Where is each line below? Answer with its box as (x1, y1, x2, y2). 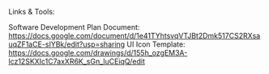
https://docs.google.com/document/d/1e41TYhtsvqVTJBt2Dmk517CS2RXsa (8, 31, 261, 40)
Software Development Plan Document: (8, 23, 140, 31)
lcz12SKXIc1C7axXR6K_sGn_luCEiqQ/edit (8, 56, 146, 66)
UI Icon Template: (126, 39, 186, 49)
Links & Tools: (8, 7, 55, 16)
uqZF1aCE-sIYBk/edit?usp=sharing (8, 39, 126, 49)
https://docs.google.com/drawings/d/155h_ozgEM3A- (8, 48, 188, 57)
